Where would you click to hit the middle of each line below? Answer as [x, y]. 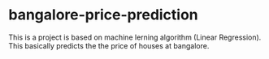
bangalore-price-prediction [104, 15]
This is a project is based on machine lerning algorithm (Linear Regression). [135, 37]
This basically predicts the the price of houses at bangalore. [109, 45]
